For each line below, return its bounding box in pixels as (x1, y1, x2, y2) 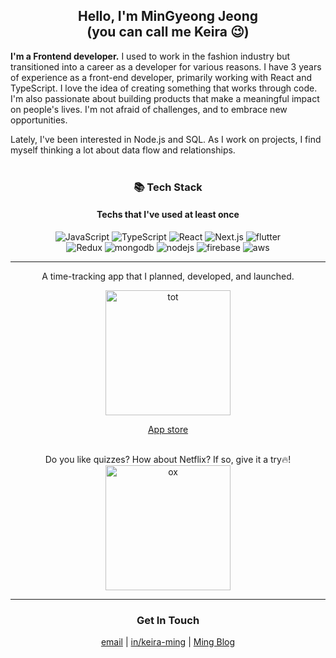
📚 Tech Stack (133, 180, 203, 194)
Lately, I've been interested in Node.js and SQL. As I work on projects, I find (10, 133, 322, 145)
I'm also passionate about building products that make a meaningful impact (10, 92, 320, 104)
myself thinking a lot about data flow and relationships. (10, 144, 236, 156)
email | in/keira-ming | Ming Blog (100, 636, 236, 648)
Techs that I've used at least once (96, 209, 240, 221)
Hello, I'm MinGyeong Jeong (77, 8, 258, 25)
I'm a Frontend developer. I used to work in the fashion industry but (10, 50, 291, 62)
